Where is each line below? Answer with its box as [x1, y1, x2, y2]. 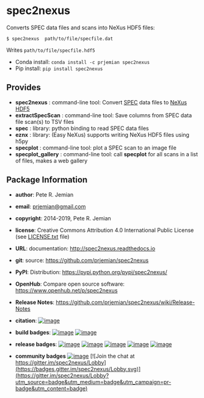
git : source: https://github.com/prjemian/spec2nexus [15, 256, 149, 264]
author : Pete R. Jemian [15, 190, 74, 198]
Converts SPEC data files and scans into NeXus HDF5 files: [6, 24, 155, 31]
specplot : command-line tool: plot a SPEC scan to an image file [15, 144, 177, 151]
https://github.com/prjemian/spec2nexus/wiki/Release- [56, 298, 195, 306]
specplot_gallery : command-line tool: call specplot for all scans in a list [15, 150, 199, 157]
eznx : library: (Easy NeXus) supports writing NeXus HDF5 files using [15, 131, 189, 138]
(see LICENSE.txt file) [15, 233, 70, 240]
